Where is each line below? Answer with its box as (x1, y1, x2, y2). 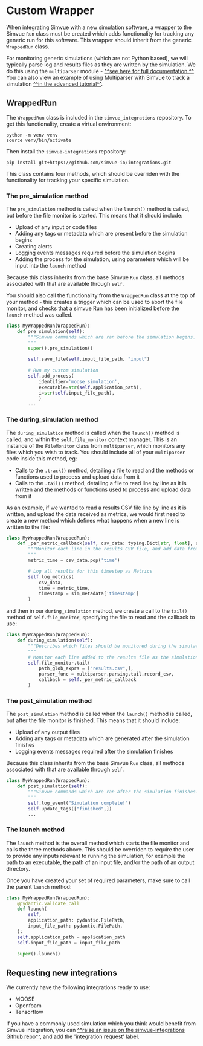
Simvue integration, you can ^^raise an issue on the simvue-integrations (6, 1027, 185, 1034)
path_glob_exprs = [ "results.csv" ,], (38, 665, 134, 671)
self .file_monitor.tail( (28, 660, 91, 666)
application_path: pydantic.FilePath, (28, 917, 126, 923)
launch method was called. (6, 311, 73, 318)
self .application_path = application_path (17, 934, 126, 940)
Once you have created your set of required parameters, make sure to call (6, 877, 190, 884)
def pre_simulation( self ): (17, 328, 85, 334)
